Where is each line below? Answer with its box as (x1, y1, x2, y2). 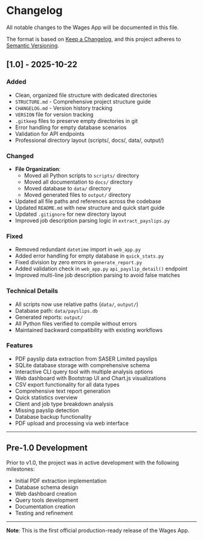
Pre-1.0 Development (6, 443, 88, 453)
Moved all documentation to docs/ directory (24, 178, 133, 185)
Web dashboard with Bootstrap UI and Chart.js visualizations (14, 374, 166, 382)
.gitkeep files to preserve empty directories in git (14, 117, 138, 124)
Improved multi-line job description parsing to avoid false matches (14, 272, 180, 279)
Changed (6, 152, 34, 160)
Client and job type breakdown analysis (14, 400, 114, 407)
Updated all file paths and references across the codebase (14, 198, 161, 205)
